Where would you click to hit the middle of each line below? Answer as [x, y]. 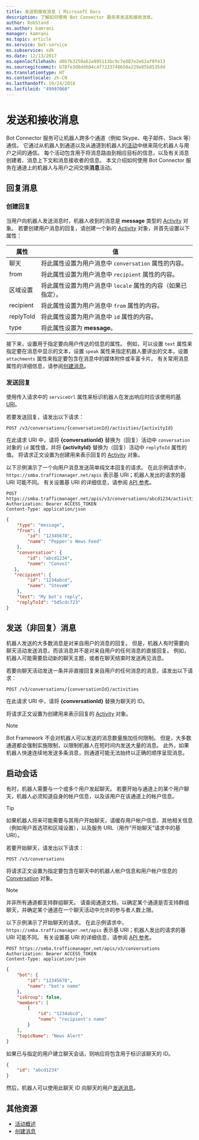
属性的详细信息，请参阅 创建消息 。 [48, 366]
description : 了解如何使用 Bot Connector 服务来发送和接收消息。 [81, 17]
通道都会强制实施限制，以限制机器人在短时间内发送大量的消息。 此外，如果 [98, 745]
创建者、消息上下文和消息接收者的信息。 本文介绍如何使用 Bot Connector [95, 160]
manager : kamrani [28, 34]
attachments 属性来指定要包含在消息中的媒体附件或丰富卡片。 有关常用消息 [97, 358]
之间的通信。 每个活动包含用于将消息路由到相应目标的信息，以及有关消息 [100, 153]
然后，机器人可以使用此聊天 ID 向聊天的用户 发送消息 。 [73, 1088]
